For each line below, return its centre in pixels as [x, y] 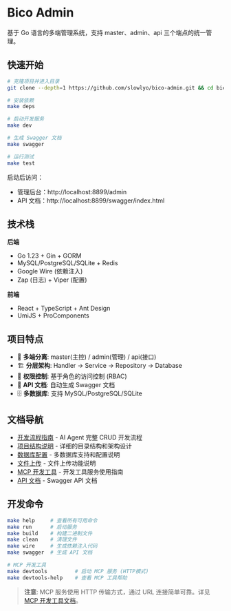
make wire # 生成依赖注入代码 [52, 546]
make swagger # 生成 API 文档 [50, 552]
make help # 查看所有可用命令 [52, 520]
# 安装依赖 [21, 100]
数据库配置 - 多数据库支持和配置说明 [68, 454]
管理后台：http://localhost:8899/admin [72, 191]
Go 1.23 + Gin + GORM [49, 256]
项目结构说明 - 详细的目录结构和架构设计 [75, 446]
